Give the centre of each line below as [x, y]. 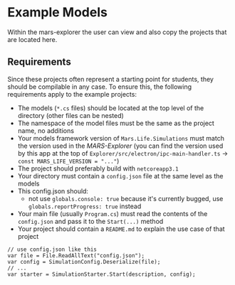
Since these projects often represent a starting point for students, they [110, 79]
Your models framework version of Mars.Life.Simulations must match [121, 138]
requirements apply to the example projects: [72, 94]
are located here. [32, 39]
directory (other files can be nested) [71, 115]
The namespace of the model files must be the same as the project [116, 123]
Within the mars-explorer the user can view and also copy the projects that [117, 32]
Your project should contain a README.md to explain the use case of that [121, 229]
